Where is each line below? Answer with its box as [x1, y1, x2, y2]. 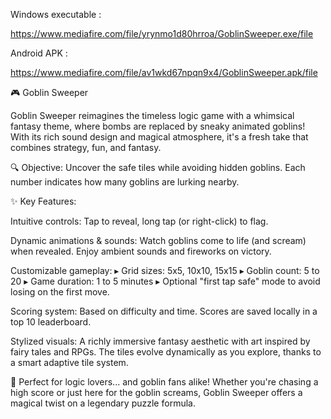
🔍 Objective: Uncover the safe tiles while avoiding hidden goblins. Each [10, 162, 306, 173]
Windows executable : [10, 9, 102, 20]
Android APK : [10, 47, 68, 59]
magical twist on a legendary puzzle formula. [10, 397, 196, 409]
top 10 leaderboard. [10, 316, 92, 328]
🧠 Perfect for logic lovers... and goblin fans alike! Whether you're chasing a [10, 376, 319, 388]
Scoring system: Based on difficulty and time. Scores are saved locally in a [10, 305, 318, 317]
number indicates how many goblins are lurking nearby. [10, 176, 240, 188]
